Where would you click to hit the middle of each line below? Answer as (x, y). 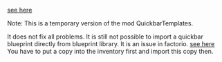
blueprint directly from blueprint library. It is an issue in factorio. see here (111, 44)
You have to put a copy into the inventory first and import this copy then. (110, 51)
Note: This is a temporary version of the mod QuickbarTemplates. (100, 23)
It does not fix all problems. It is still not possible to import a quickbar (105, 37)
